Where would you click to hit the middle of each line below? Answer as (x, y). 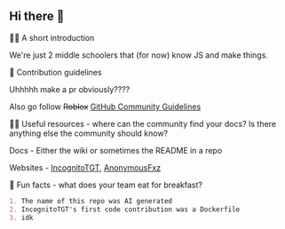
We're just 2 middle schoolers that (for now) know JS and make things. (139, 55)
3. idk (21, 217)
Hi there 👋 (37, 16)
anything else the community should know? (89, 133)
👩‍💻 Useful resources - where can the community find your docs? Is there (143, 123)
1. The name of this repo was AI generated (91, 201)
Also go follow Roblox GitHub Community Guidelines (105, 107)
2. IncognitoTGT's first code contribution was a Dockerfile (125, 209)
